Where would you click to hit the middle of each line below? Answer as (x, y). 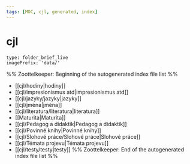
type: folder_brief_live (37, 58)
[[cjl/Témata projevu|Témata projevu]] (62, 143)
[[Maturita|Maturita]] (40, 117)
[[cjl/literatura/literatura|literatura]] (57, 111)
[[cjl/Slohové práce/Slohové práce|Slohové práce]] (78, 136)
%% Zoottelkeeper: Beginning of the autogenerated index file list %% (92, 74)
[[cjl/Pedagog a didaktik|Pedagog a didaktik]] (71, 124)
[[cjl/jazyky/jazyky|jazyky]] (48, 98)
